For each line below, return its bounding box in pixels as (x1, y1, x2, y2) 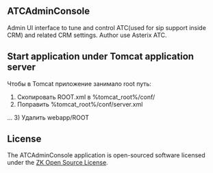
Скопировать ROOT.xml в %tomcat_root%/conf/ (16, 92, 155, 101)
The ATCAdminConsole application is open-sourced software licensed (7, 151, 205, 159)
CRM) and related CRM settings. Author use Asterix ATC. (7, 31, 167, 39)
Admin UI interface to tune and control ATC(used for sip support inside (7, 23, 207, 31)
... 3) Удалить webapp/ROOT (7, 113, 89, 122)
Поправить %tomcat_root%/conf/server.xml (16, 100, 143, 108)
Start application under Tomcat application (7, 51, 194, 62)
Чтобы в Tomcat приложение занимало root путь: (7, 79, 152, 88)
